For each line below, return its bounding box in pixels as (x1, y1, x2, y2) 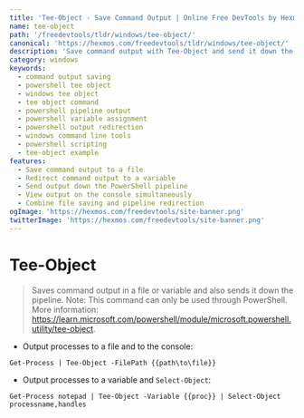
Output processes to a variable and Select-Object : (22, 374, 211, 385)
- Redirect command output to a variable (17, 173, 176, 182)
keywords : (9, 64, 47, 73)
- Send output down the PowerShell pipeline (17, 182, 188, 191)
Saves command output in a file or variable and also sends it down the (31, 285, 294, 296)
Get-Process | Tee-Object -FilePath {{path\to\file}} (9, 358, 217, 367)
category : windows (9, 55, 79, 64)
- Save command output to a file (17, 165, 144, 174)
